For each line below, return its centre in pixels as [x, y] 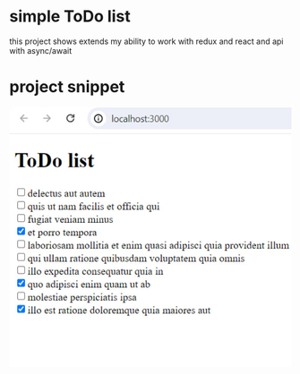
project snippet [67, 87]
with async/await [41, 50]
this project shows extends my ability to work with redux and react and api [146, 41]
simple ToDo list [70, 17]
